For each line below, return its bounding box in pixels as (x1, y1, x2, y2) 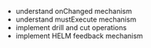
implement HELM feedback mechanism (15, 31, 143, 40)
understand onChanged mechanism (15, 7, 132, 15)
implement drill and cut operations (15, 23, 127, 32)
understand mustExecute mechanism (15, 15, 137, 24)
